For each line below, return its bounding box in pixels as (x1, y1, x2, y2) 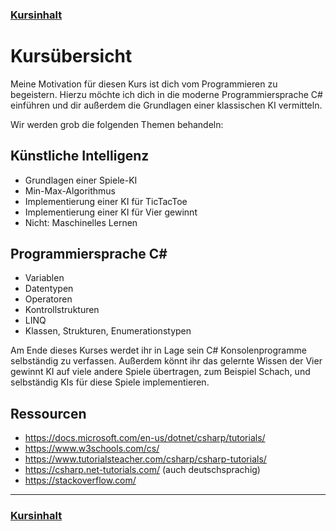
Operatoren (24, 293, 73, 305)
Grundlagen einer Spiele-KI (24, 174, 138, 186)
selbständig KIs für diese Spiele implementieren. (10, 376, 210, 388)
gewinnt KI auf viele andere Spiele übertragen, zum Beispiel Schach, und (10, 366, 311, 378)
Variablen (24, 272, 65, 284)
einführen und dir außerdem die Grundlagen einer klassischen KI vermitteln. (10, 99, 323, 111)
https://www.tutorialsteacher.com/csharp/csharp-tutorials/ (24, 453, 267, 465)
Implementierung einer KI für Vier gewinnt (24, 206, 198, 218)
